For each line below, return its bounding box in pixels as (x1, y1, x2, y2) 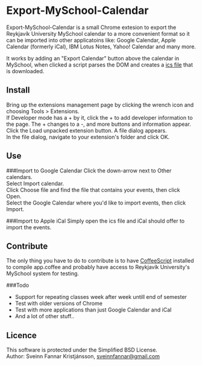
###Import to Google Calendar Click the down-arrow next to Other (6, 167, 172, 174)
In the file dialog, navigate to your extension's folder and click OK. (6, 133, 170, 140)
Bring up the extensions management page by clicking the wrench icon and (6, 101, 194, 108)
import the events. (6, 223, 52, 230)
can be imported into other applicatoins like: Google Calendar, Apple (6, 36, 176, 44)
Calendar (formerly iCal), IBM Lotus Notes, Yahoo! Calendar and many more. (6, 43, 196, 50)
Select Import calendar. (6, 180, 65, 187)
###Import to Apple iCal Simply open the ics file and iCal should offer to (6, 217, 185, 224)
